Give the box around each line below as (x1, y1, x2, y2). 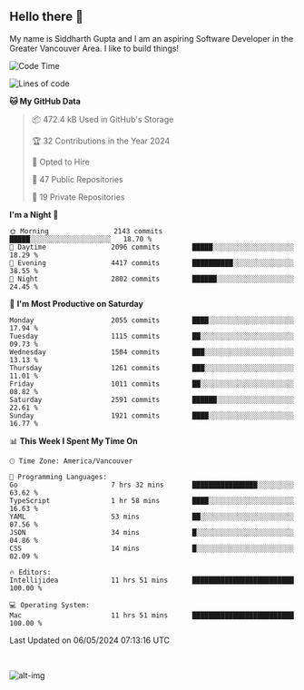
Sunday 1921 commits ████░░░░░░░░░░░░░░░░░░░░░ (9, 410, 295, 420)
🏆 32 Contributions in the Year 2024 (31, 135, 171, 146)
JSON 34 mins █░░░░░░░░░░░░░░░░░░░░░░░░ (9, 527, 295, 537)
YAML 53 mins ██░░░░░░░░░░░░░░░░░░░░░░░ (9, 512, 295, 521)
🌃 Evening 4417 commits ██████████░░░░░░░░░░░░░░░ (9, 258, 295, 268)
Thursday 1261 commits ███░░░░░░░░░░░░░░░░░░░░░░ (9, 363, 295, 372)
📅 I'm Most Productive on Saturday (9, 298, 143, 309)
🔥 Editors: (9, 567, 52, 577)
